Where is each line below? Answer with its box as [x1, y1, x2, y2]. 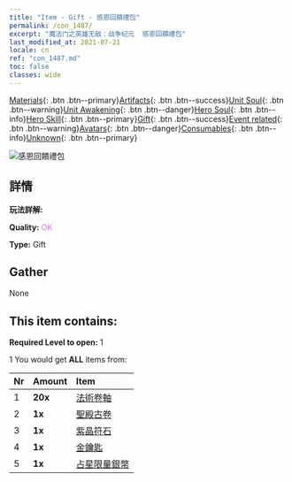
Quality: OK [9, 222, 53, 233]
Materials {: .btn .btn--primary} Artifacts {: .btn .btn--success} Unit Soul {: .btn [9, 95, 285, 105]
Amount [32, 375, 68, 387]
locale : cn [9, 46, 50, 55]
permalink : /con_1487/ [9, 21, 93, 30]
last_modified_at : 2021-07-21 [9, 37, 121, 47]
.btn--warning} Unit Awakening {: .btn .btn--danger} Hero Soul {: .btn [9, 103, 253, 115]
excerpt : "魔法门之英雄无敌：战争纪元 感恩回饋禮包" [9, 29, 187, 38]
